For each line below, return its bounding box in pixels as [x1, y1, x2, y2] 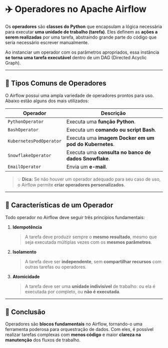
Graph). [5, 60, 21, 66]
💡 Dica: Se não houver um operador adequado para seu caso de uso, [17, 176, 161, 182]
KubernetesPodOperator [7, 138, 61, 144]
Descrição [100, 109, 126, 116]
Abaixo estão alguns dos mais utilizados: [5, 98, 89, 104]
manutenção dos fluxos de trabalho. [5, 337, 81, 343]
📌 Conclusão [5, 307, 46, 316]
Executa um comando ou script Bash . [66, 126, 156, 133]
